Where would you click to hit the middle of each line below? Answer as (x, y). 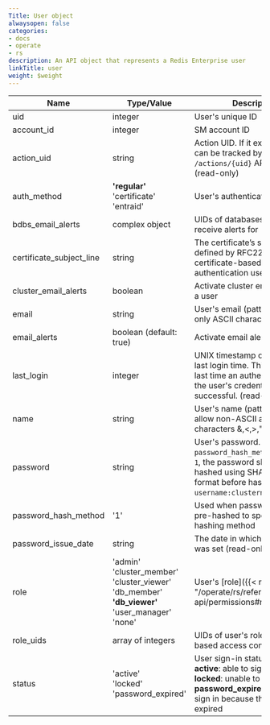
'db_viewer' (135, 602)
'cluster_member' (145, 571)
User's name (218, 408)
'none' (124, 622)
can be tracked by (228, 152)
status (24, 683)
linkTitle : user (35, 68)
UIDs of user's (221, 635)
